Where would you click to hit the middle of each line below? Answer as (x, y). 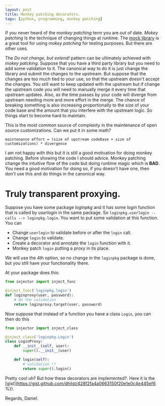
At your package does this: (33, 273)
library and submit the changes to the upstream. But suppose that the (76, 74)
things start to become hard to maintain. (46, 116)
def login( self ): (32, 360)
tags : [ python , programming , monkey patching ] (54, 19)
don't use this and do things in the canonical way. (55, 174)
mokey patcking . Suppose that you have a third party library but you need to (82, 63)
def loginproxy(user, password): (39, 295)
